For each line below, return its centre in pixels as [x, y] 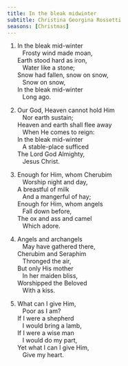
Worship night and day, [55, 182]
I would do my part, [50, 341]
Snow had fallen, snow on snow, [63, 75]
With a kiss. [39, 290]
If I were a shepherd [45, 319]
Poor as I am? [42, 311]
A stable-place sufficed [56, 147]
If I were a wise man [45, 333]
